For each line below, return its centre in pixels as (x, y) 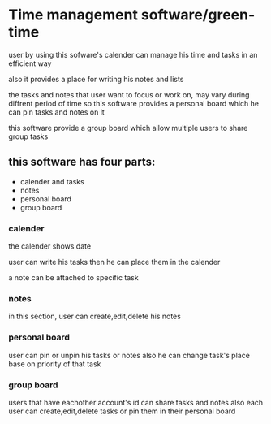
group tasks (28, 136)
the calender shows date (50, 246)
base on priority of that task (55, 364)
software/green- (198, 15)
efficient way (30, 63)
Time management (73, 15)
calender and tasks (52, 181)
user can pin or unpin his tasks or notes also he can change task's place (129, 355)
